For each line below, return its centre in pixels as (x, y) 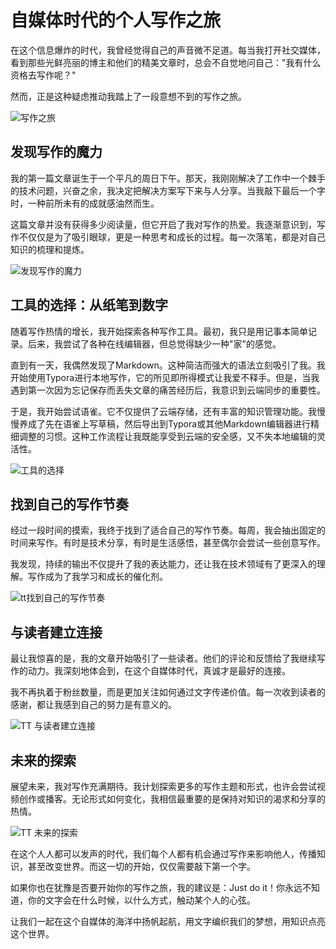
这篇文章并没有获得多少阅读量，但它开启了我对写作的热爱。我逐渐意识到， (163, 224)
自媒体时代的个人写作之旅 (116, 20)
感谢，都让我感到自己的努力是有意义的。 (93, 705)
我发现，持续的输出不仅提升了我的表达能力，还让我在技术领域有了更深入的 (163, 564)
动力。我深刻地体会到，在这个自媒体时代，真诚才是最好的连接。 (159, 671)
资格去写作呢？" (43, 75)
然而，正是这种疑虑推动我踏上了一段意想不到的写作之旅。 (128, 96)
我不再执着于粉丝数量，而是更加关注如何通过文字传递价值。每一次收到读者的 (168, 692)
